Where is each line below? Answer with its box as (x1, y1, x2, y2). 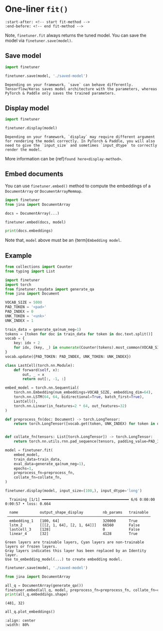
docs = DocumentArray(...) (5, 211, 60, 216)
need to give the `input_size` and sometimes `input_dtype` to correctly (5, 143, 158, 148)
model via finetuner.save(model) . (5, 38, 73, 43)
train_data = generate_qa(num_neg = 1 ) (5, 327, 81, 332)
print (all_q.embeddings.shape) (5, 592, 68, 597)
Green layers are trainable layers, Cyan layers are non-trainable (5, 540, 145, 545)
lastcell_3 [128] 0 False (9, 527, 140, 532)
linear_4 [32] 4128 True (9, 531, 138, 536)
